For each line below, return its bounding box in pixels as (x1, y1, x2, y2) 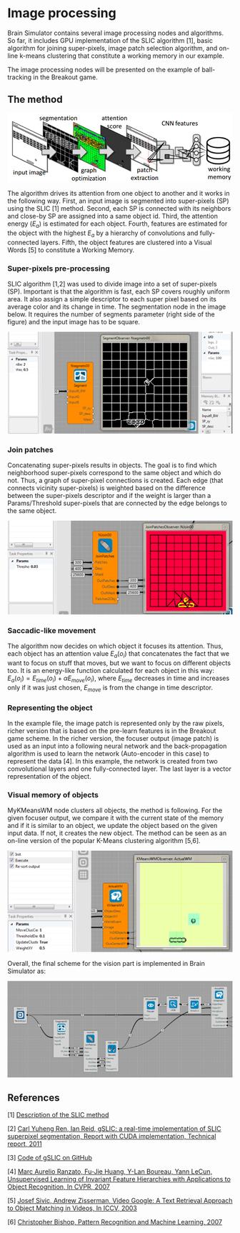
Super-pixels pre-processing (7, 263, 111, 273)
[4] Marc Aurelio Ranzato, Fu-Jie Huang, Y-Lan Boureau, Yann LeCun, (7, 1167, 213, 1176)
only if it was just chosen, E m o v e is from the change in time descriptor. (7, 683, 213, 694)
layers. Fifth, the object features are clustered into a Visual (40, 238, 212, 246)
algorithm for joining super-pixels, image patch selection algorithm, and (7, 44, 218, 52)
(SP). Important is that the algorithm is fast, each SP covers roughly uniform (7, 287, 230, 296)
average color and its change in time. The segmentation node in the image (7, 302, 226, 311)
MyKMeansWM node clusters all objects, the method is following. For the (7, 806, 223, 815)
